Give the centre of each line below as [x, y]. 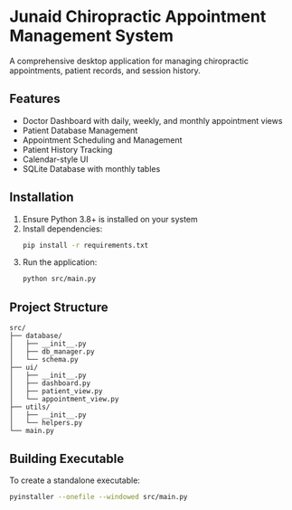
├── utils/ [30, 407]
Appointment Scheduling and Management [102, 140]
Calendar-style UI [55, 159]
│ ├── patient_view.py [56, 392]
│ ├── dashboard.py [50, 383]
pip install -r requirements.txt [85, 245]
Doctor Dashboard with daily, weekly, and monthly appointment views [152, 120]
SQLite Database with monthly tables [91, 168]
